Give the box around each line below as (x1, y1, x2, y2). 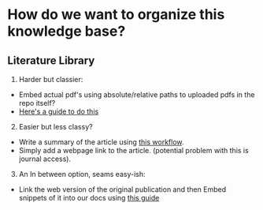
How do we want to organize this (7, 6, 225, 24)
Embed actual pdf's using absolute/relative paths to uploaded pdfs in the (18, 90, 255, 99)
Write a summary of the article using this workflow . (18, 137, 184, 147)
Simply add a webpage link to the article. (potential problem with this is (18, 146, 249, 155)
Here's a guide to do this (18, 107, 99, 116)
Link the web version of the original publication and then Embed (18, 185, 226, 194)
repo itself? (18, 99, 56, 107)
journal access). (18, 154, 72, 163)
